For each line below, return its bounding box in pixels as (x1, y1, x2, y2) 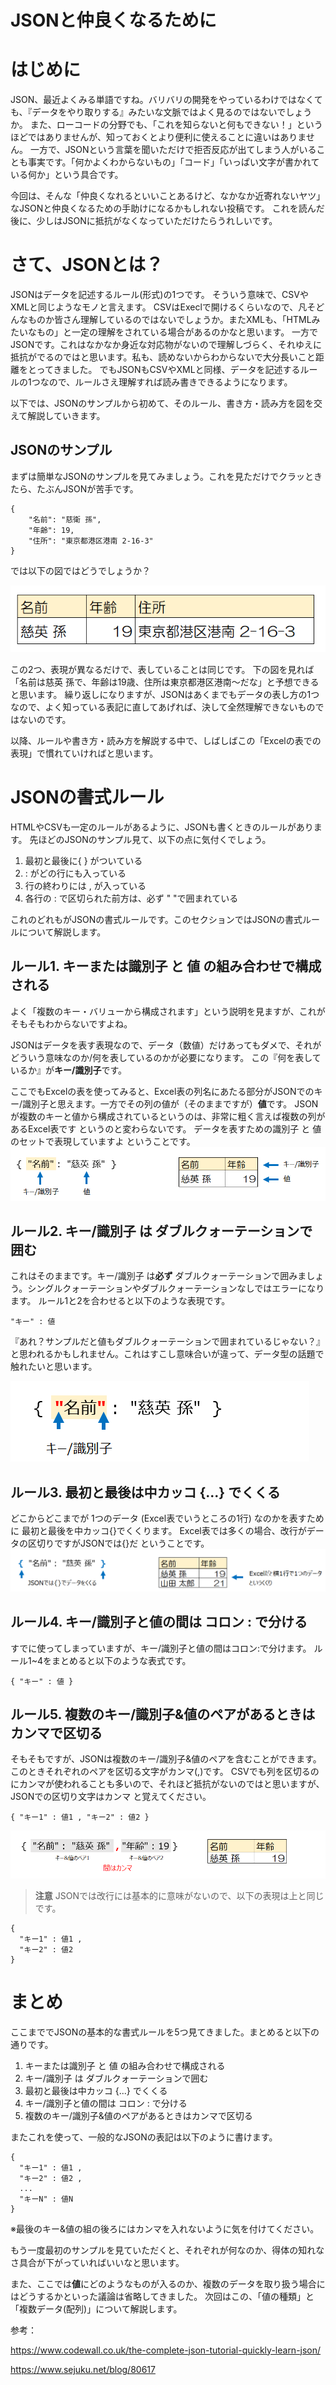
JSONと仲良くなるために (10, 9, 217, 32)
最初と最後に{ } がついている (24, 854, 143, 866)
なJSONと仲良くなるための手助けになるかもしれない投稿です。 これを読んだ (10, 202, 325, 215)
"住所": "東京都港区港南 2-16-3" (28, 536, 154, 546)
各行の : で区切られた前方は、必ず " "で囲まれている (24, 892, 239, 904)
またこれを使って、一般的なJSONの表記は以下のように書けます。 (10, 2131, 278, 2143)
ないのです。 (18, 713, 72, 725)
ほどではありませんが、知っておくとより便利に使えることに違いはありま (10, 131, 307, 143)
